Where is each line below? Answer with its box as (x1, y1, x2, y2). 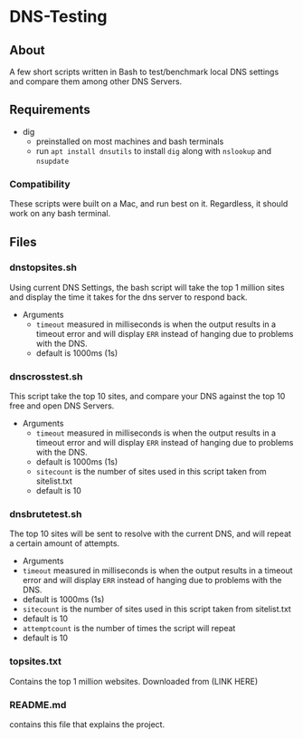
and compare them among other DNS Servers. (9, 76, 183, 87)
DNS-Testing (9, 6, 108, 27)
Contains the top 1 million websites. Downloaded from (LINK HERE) (9, 676, 259, 686)
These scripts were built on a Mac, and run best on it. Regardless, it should (9, 198, 289, 209)
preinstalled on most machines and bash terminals (35, 136, 224, 147)
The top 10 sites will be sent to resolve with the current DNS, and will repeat (9, 528, 292, 540)
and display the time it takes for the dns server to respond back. (9, 292, 248, 302)
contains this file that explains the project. (9, 718, 166, 730)
